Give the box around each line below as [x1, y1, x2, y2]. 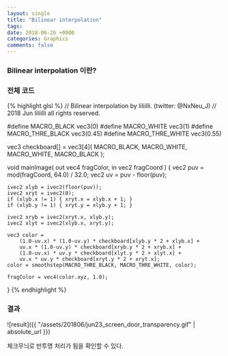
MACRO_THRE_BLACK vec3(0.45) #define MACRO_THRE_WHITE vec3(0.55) [7, 129, 222, 138]
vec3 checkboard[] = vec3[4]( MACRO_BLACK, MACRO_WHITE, [7, 143, 188, 151]
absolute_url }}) [7, 327, 51, 335]
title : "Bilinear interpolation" [7, 16, 102, 23]
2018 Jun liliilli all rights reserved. [7, 109, 100, 117]
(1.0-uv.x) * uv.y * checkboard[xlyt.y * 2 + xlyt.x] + [19, 250, 182, 257]
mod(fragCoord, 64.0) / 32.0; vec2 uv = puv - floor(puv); [7, 170, 167, 179]
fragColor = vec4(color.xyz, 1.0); [7, 274, 109, 281]
